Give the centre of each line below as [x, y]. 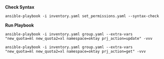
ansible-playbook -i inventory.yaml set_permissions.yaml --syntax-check [82, 16]
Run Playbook [20, 25]
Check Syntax [20, 7]
